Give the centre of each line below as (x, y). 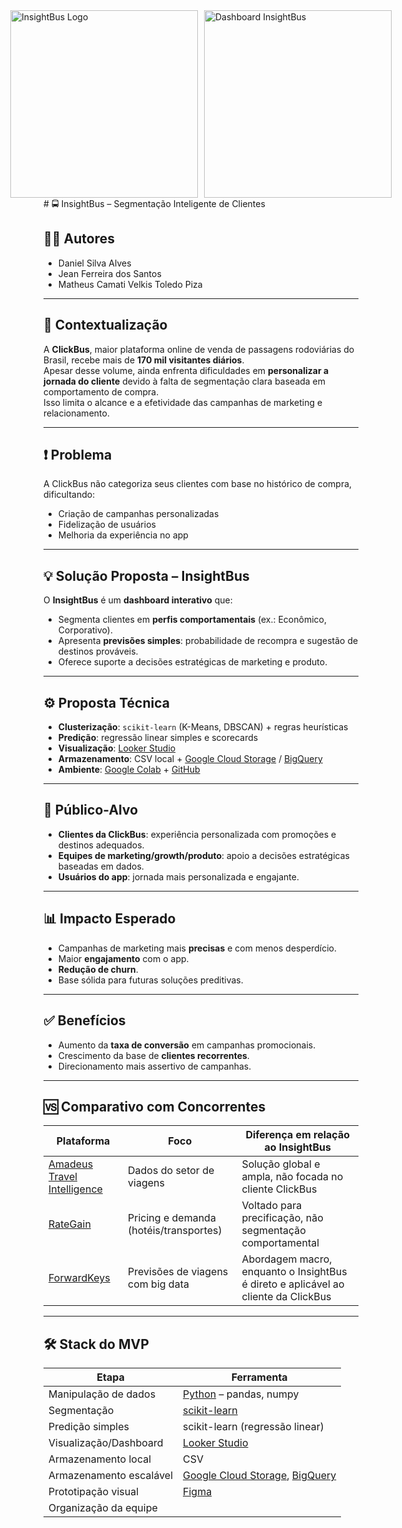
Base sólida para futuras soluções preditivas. (150, 980)
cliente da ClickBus (286, 1297)
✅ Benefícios (84, 1020)
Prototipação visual (94, 1492)
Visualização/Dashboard (106, 1443)
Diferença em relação (297, 1135)
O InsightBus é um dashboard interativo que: (138, 600)
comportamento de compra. (101, 391)
